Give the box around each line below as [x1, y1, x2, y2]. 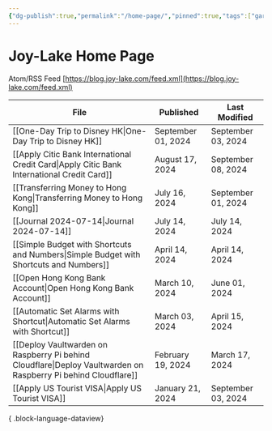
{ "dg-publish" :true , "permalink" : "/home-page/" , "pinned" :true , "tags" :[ [8, 11, 252, 20]
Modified [217, 111, 253, 122]
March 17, [210, 349, 251, 361]
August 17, [155, 153, 197, 164]
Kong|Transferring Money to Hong [12, 192, 143, 203]
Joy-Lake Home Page [8, 46, 155, 65]
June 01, [210, 277, 245, 288]
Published [159, 106, 199, 117]
